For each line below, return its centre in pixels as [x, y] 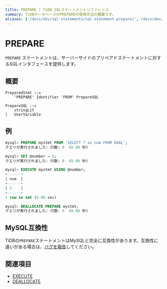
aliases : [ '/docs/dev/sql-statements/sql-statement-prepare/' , [72, 19]
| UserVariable [23, 115]
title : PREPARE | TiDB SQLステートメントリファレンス [57, 10]
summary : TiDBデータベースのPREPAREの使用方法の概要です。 [60, 14]
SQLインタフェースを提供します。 [44, 64]
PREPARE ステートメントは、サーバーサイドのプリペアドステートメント [77, 58]
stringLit [24, 110]
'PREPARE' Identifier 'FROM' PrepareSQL [56, 97]
